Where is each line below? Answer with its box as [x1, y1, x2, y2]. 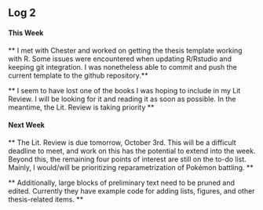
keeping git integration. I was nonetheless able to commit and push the [8, 62, 237, 71]
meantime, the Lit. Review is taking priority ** [8, 102, 155, 112]
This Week [8, 27, 44, 38]
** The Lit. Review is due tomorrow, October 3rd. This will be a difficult [8, 137, 237, 147]
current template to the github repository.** [8, 71, 148, 80]
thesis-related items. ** [8, 194, 84, 204]
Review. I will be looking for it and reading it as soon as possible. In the [8, 94, 237, 103]
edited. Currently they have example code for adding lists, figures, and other [8, 186, 255, 195]
